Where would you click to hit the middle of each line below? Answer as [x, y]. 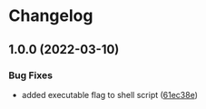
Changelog [51, 16]
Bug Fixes [31, 75]
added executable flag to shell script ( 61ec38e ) [110, 94]
